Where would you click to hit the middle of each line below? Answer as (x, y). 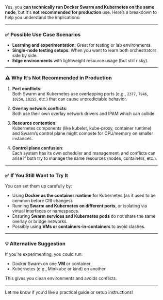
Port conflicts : (27, 88)
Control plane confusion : (38, 148)
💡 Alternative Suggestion (35, 244)
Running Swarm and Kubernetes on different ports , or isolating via (79, 206)
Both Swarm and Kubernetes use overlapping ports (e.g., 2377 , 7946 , (80, 94)
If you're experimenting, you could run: (44, 254)
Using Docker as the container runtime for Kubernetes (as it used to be (84, 195)
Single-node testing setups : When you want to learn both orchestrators (84, 50)
